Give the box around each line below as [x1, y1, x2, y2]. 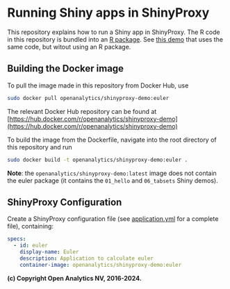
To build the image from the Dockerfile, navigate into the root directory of [7, 135, 217, 144]
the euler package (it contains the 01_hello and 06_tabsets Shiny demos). [7, 176, 218, 185]
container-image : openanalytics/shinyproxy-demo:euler [19, 261, 182, 268]
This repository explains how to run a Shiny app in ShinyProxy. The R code [7, 28, 220, 36]
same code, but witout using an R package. [7, 42, 131, 51]
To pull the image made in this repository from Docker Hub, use [7, 81, 189, 90]
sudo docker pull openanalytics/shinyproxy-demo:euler [7, 94, 170, 101]
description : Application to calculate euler [19, 255, 154, 262]
